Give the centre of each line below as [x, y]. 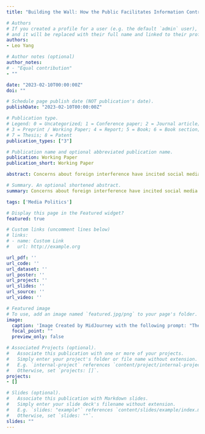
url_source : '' [26, 292]
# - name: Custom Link [35, 241]
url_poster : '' [26, 275]
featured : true [26, 219]
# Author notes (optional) [41, 57]
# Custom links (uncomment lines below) [59, 230]
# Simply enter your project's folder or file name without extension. [102, 359]
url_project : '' [27, 280]
